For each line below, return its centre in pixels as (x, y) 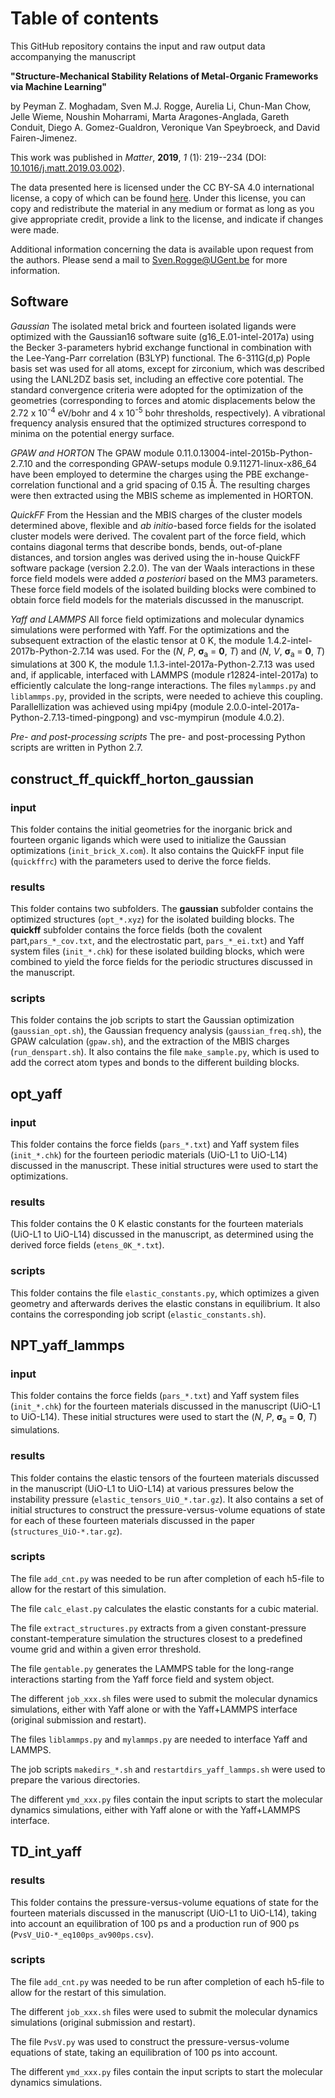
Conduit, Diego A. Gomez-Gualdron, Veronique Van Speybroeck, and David (165, 127)
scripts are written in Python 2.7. (76, 748)
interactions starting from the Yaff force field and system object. (142, 1679)
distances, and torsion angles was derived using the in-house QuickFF (155, 558)
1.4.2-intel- (290, 641)
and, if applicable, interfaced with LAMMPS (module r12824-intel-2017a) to (164, 675)
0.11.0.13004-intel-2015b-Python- (244, 453)
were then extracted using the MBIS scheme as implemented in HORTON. (162, 496)
